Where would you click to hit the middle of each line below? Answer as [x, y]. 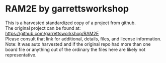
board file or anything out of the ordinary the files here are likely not [75, 49]
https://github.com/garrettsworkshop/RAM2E [52, 33]
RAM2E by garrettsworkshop [67, 9]
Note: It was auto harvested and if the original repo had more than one [78, 44]
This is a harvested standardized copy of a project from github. [70, 23]
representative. [21, 55]
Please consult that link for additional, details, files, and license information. [84, 39]
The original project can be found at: [43, 28]
